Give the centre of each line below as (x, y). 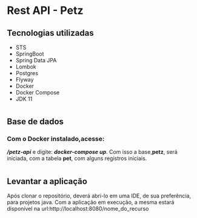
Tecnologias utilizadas (50, 33)
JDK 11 (24, 99)
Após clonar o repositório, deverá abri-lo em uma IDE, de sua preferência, (99, 196)
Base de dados (35, 122)
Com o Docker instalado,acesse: (56, 139)
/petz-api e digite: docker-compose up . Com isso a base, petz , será (92, 152)
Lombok (26, 67)
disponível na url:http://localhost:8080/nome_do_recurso (78, 209)
